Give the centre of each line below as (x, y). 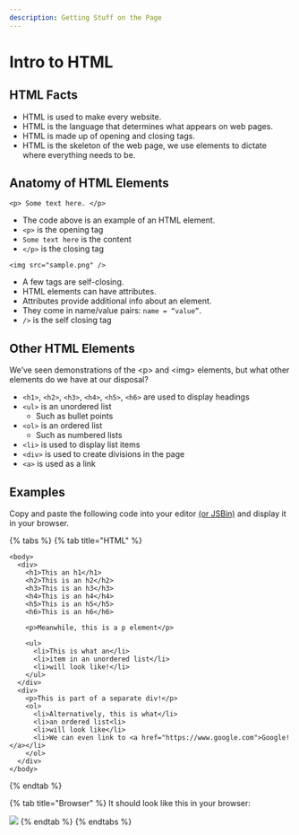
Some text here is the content (77, 240)
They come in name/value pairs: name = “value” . (112, 311)
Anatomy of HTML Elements (90, 184)
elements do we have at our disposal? (79, 380)
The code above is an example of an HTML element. (119, 220)
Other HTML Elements (73, 348)
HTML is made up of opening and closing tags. (108, 136)
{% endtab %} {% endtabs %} (76, 822)
